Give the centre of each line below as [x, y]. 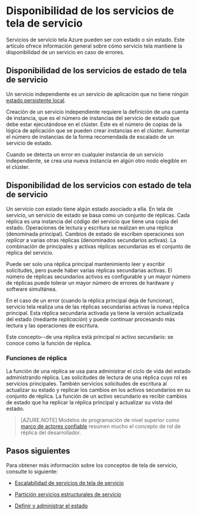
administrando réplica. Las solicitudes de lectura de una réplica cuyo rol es [97, 377]
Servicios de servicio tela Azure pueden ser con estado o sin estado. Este [96, 39]
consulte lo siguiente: [32, 471]
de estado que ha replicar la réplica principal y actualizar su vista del [89, 402]
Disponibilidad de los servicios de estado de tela [96, 71]
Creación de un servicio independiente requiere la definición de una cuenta [98, 112]
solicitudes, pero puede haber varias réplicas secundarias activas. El [89, 270]
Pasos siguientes [38, 451]
